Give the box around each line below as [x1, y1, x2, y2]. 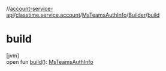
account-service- [10, 5, 53, 12]
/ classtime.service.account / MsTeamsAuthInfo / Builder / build [13, 11, 160, 18]
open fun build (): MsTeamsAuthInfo [6, 58, 94, 65]
